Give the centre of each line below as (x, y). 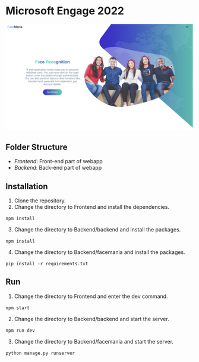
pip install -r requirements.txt (47, 264)
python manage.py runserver (40, 353)
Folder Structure (37, 147)
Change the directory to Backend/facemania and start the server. (94, 341)
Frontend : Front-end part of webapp (59, 161)
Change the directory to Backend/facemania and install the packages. (99, 252)
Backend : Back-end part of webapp (58, 168)
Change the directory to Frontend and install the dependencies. (92, 207)
